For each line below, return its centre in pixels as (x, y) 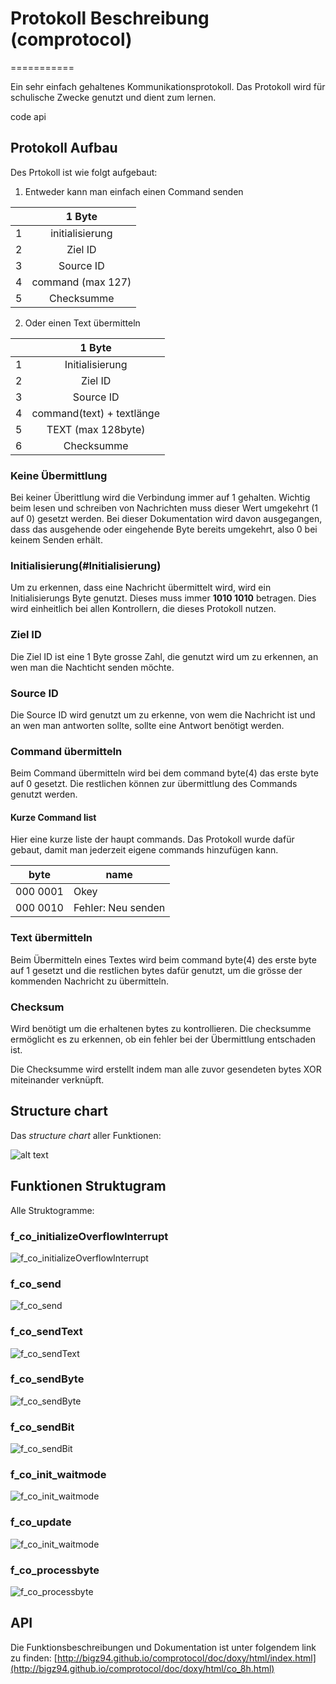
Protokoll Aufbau (64, 148)
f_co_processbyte (55, 1570)
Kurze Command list (53, 817)
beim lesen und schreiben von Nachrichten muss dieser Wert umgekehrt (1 (164, 508)
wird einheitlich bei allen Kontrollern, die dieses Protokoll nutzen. (143, 609)
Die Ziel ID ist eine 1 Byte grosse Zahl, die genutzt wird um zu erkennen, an (164, 656)
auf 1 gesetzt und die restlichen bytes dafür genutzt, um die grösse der (156, 970)
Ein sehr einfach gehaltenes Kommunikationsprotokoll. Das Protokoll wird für (168, 86)
